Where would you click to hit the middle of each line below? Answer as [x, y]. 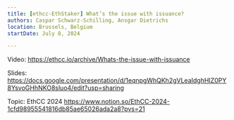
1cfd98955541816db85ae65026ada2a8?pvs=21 [76, 109]
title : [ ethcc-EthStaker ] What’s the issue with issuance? [96, 14]
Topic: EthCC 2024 [35, 102]
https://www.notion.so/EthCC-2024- [117, 102]
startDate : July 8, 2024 [44, 33]
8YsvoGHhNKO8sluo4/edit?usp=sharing [66, 88]
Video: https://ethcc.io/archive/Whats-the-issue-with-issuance [99, 60]
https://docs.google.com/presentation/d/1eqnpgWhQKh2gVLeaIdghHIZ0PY [117, 81]
